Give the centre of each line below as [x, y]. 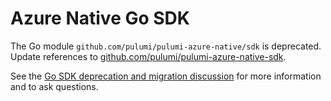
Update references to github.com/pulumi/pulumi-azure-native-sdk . [148, 56]
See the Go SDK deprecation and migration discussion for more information [166, 76]
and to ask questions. [54, 86]
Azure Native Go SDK [100, 18]
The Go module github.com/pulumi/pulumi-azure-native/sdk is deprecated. [166, 46]
